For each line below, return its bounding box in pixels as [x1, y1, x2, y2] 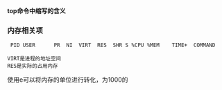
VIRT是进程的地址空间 [7, 55, 61, 62]
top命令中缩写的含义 [7, 7, 66, 15]
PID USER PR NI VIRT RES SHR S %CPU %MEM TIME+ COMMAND [10, 42, 216, 49]
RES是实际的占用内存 [7, 62, 58, 70]
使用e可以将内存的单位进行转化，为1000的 [7, 75, 128, 84]
